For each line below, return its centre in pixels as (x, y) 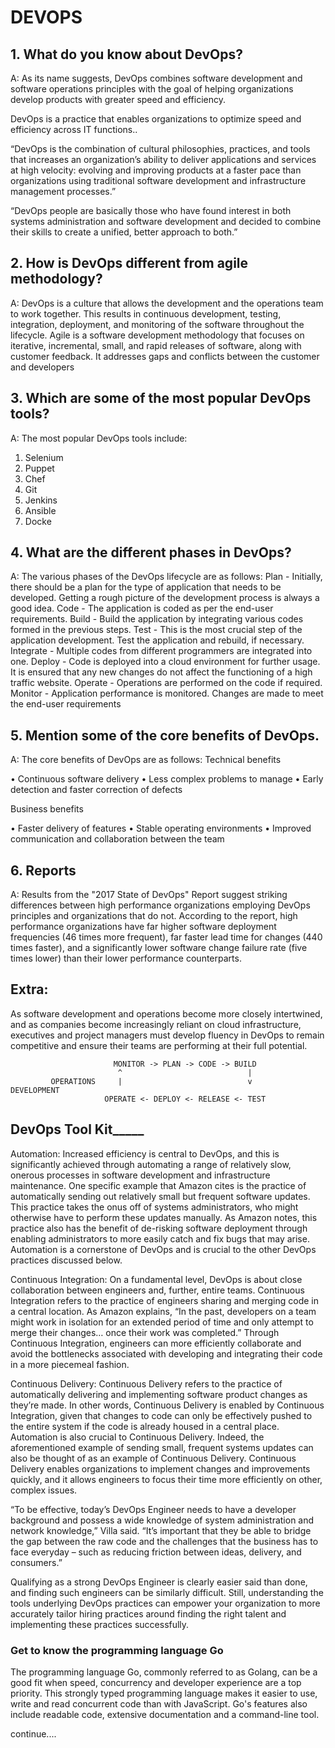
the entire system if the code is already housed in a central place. (145, 1426)
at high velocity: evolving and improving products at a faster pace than (156, 170)
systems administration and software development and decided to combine (166, 221)
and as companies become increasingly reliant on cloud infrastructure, (156, 1024)
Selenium (44, 457)
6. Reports (43, 870)
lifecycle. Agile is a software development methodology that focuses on (157, 335)
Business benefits (47, 809)
